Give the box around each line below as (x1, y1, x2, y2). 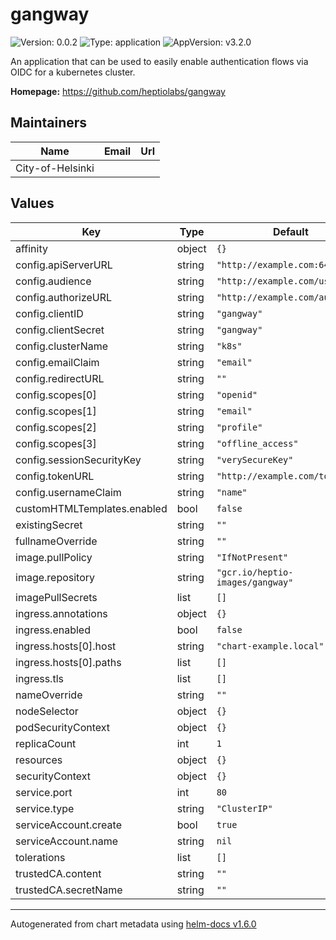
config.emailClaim (15, 355, 100, 369)
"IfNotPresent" (216, 551, 289, 563)
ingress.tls (15, 671, 64, 685)
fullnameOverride (15, 534, 98, 548)
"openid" (216, 389, 258, 400)
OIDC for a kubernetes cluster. (10, 66, 136, 78)
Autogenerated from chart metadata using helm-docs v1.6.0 (10, 918, 257, 930)
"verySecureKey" (216, 454, 294, 465)
